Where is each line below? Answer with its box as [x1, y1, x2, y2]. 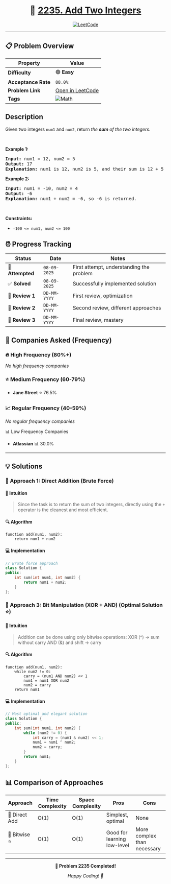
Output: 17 [5, 161, 33, 166]
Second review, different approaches [72, 304, 161, 312]
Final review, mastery [72, 317, 124, 324]
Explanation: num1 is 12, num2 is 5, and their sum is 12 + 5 [5, 166, 164, 172]
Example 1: [5, 146, 29, 152]
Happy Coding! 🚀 [67, 873, 104, 879]
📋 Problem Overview [5, 42, 74, 51]
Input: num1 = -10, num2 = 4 [5, 185, 78, 191]
